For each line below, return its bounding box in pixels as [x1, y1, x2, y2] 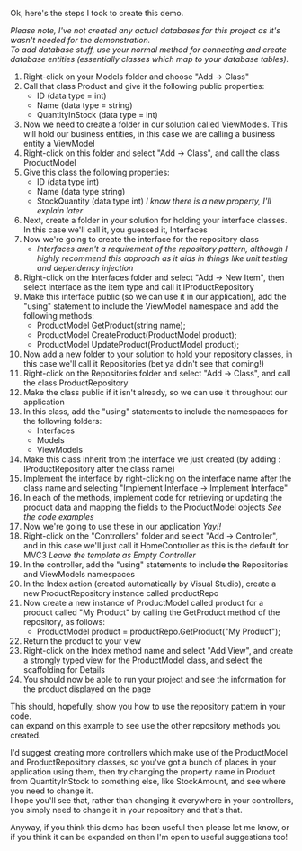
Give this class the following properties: [22, 167, 170, 177]
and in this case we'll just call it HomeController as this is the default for [22, 540, 289, 550]
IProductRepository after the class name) [22, 464, 176, 474]
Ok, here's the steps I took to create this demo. [10, 8, 184, 18]
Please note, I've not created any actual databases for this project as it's [10, 25, 281, 35]
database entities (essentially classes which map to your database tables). [10, 54, 289, 64]
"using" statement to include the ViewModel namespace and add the [22, 301, 279, 312]
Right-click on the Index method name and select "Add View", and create [22, 646, 294, 656]
